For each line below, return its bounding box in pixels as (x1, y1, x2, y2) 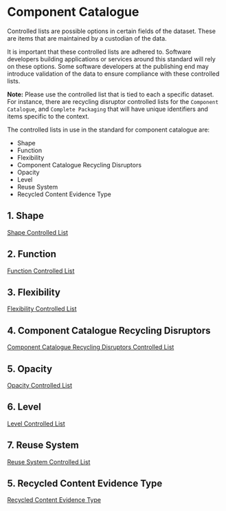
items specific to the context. (7, 112, 89, 121)
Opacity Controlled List (7, 382, 72, 389)
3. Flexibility (7, 286, 60, 298)
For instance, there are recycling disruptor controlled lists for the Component (7, 97, 218, 105)
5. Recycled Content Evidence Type (7, 478, 163, 490)
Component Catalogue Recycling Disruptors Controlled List (7, 343, 174, 351)
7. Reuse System (7, 439, 79, 451)
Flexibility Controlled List (7, 304, 77, 313)
